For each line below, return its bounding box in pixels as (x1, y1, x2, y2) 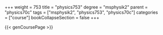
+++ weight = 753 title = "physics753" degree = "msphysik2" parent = (4, 4, 148, 10)
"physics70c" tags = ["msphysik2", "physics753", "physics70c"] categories (4, 9, 159, 15)
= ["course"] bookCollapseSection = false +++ (4, 15, 100, 20)
